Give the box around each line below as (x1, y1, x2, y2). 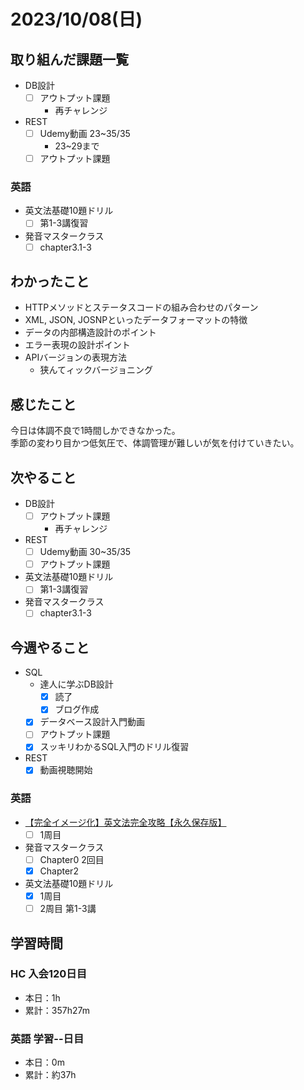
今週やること (10, 639, 90, 656)
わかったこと (10, 273, 90, 290)
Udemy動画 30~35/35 (39, 546, 132, 558)
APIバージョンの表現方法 (24, 351, 127, 364)
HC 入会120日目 (10, 967, 88, 981)
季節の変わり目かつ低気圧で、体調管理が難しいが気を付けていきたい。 (10, 437, 300, 449)
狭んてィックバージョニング (39, 364, 153, 376)
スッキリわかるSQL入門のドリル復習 (39, 741, 190, 753)
